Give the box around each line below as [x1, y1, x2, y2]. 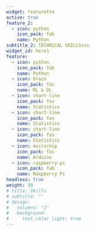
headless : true [6, 177, 44, 183]
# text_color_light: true [6, 216, 82, 222]
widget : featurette [6, 8, 55, 15]
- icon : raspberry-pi [11, 160, 66, 166]
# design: [6, 199, 31, 205]
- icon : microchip [11, 143, 58, 149]
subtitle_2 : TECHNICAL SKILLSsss [6, 43, 90, 49]
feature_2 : [6, 20, 33, 26]
